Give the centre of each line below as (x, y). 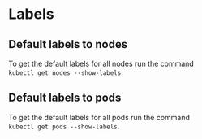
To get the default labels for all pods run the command (99, 117)
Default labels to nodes (68, 44)
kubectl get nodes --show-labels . (66, 72)
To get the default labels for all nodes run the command (101, 63)
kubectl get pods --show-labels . (64, 126)
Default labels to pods (65, 98)
